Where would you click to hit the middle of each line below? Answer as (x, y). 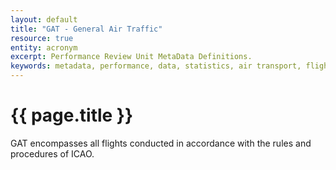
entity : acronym (44, 47)
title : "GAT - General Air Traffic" (86, 29)
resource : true (42, 38)
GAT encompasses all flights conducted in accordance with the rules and (161, 143)
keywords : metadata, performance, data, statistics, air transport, (156, 66)
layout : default (44, 19)
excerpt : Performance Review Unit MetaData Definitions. (131, 57)
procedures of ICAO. (52, 153)
